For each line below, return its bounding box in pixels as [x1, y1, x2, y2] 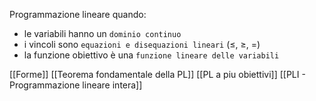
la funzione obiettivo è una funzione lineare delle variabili [23, 49, 280, 61]
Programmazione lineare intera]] [9, 79, 143, 91]
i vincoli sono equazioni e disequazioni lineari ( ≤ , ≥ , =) [23, 39, 261, 50]
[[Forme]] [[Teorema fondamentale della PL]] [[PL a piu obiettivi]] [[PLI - [9, 69, 306, 80]
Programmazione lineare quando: [9, 9, 147, 20]
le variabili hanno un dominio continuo [23, 28, 182, 39]
